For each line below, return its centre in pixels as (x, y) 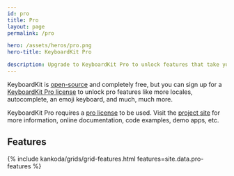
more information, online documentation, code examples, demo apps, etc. (113, 120)
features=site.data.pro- (170, 159)
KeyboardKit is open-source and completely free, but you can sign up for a (115, 84)
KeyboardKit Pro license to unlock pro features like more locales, (100, 92)
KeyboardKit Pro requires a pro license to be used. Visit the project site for (114, 113)
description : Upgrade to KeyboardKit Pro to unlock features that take (113, 65)
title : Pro (23, 20)
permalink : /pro (31, 33)
